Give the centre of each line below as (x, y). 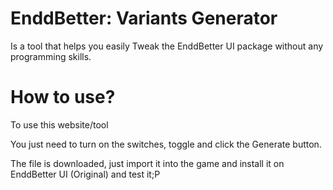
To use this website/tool (59, 124)
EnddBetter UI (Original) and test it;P (85, 174)
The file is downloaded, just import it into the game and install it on (147, 163)
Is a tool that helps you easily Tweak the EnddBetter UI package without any (167, 46)
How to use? (63, 97)
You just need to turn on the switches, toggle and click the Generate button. (166, 144)
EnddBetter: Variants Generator (144, 18)
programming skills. (51, 56)
